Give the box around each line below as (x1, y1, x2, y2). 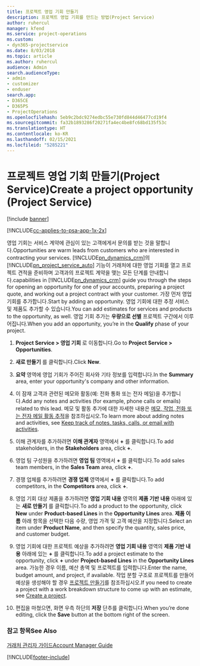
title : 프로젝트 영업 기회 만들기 (7, 8, 79, 15)
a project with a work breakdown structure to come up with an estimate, (15, 585, 192, 593)
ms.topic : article (7, 53, 52, 59)
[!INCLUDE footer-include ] (7, 653, 70, 661)
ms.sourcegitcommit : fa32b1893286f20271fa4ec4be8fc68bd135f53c (7, 120, 167, 126)
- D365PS (7, 103, 29, 109)
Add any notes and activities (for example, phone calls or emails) (21, 397, 181, 404)
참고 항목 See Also (7, 627, 57, 635)
